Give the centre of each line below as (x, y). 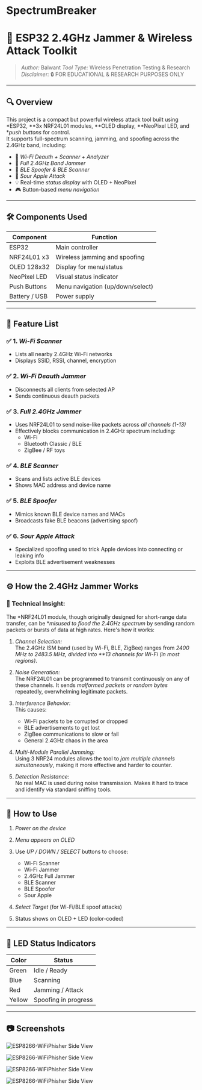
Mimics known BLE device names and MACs (70, 514)
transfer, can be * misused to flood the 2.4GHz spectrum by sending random (101, 623)
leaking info (29, 556)
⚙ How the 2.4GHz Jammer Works (72, 587)
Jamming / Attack (59, 990)
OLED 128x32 (29, 267)
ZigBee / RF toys (44, 450)
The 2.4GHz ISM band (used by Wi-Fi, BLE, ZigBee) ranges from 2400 (102, 648)
